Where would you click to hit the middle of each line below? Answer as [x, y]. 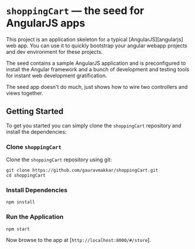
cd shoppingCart [26, 176]
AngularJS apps [46, 23]
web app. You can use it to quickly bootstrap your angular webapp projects [97, 46]
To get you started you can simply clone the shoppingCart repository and [94, 125]
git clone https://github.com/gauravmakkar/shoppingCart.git [82, 171]
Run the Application [35, 217]
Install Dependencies [37, 190]
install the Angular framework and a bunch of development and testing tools [98, 69]
